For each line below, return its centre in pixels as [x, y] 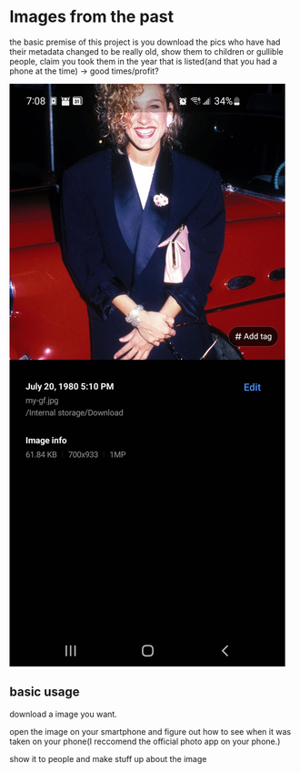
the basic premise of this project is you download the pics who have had [145, 42]
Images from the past [92, 17]
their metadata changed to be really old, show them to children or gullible [146, 51]
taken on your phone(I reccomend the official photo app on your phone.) [145, 741]
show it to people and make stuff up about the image [108, 758]
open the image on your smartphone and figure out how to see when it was [150, 731]
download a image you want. [64, 714]
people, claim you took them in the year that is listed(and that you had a [143, 61]
